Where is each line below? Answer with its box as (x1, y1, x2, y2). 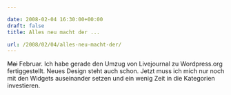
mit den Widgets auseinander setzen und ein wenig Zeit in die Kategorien (7, 74, 215, 83)
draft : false (7, 22, 45, 29)
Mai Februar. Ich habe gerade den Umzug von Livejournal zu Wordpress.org (7, 59, 223, 68)
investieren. (7, 81, 41, 90)
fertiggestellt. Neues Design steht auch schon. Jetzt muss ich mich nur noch (7, 67, 225, 75)
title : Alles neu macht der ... (7, 29, 100, 36)
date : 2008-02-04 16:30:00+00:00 (7, 16, 103, 23)
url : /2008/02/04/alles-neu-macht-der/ (7, 41, 122, 48)
